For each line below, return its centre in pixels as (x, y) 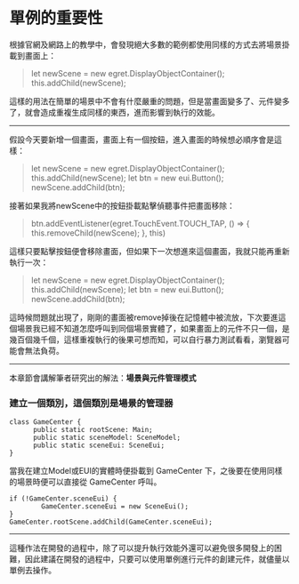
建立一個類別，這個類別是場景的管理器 (91, 403)
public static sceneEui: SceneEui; (99, 445)
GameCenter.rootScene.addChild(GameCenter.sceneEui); (111, 522)
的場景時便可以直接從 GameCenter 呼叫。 (85, 482)
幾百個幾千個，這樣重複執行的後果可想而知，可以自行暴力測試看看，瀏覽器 (145, 340)
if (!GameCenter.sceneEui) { (63, 499)
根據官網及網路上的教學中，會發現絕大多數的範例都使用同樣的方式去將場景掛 (149, 44)
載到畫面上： (32, 55)
